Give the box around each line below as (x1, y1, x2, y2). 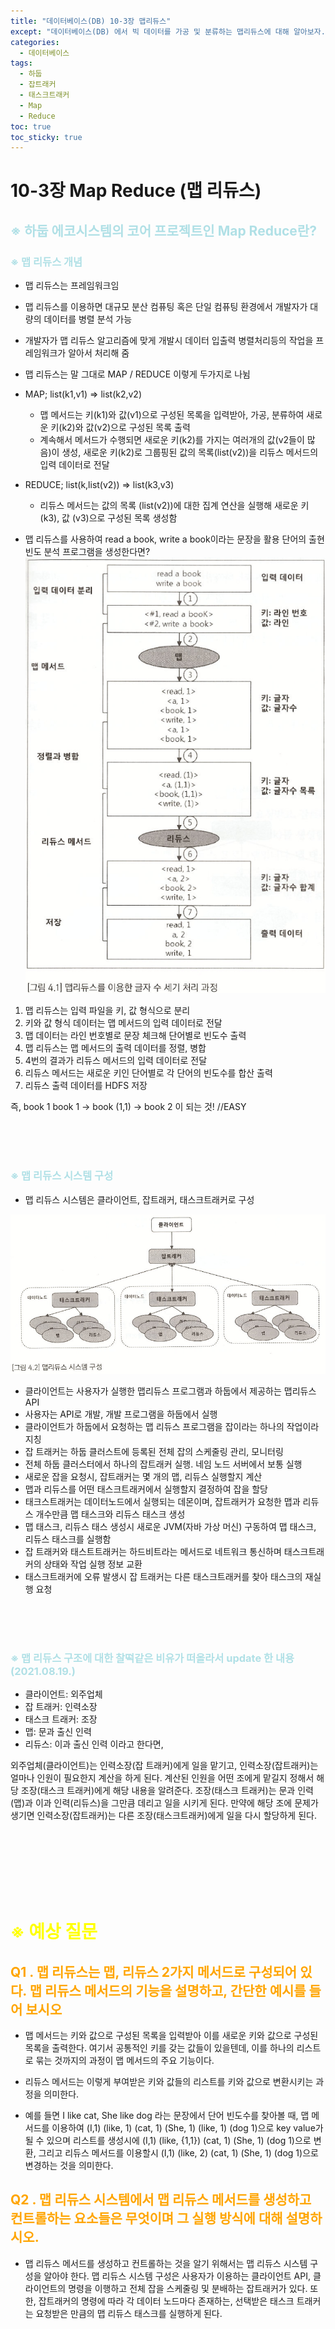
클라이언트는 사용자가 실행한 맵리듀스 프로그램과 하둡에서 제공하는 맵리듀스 (24, 1385, 317, 1397)
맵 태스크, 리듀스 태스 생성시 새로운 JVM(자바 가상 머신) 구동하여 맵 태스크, (24, 1520, 317, 1532)
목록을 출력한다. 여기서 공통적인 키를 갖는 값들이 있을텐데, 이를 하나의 (24, 2042, 295, 2054)
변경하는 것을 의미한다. (24, 2160, 114, 2172)
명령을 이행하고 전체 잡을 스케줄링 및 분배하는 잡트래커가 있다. (68, 2282, 308, 2294)
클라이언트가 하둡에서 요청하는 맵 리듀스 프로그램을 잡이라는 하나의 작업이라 (24, 1420, 320, 1432)
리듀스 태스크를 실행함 (24, 1533, 112, 1545)
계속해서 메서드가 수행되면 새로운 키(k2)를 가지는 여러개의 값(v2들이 (39, 434, 305, 446)
